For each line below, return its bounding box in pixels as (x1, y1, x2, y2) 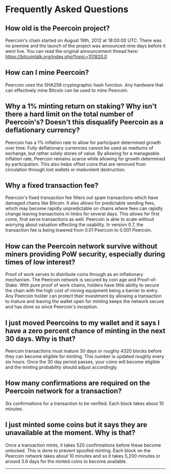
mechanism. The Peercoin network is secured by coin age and (5, 276, 136, 283)
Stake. (5, 282, 19, 288)
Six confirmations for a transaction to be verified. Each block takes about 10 (5, 400, 164, 406)
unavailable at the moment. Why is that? (5, 429, 136, 437)
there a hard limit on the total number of (5, 110, 134, 119)
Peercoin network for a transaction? (5, 387, 122, 396)
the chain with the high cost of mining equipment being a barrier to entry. (5, 288, 159, 294)
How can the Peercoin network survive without (5, 242, 158, 250)
